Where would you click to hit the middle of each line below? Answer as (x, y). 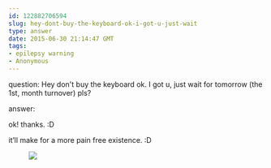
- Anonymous (28, 62)
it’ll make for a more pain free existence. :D (80, 140)
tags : (17, 46)
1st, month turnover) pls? (50, 93)
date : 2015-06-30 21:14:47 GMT (61, 39)
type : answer (30, 31)
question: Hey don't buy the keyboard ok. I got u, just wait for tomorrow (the (135, 84)
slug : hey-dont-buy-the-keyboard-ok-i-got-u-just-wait (103, 24)
